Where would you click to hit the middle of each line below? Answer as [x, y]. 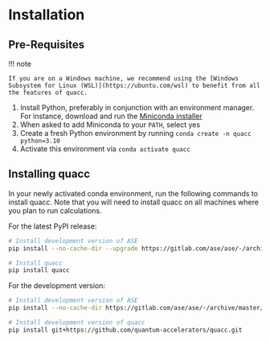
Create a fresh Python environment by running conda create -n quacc [135, 133]
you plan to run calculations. [55, 210]
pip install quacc [39, 270]
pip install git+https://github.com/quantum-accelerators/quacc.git [125, 330]
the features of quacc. [48, 93]
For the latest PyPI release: [53, 226]
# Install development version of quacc [77, 323]
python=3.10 [40, 141]
